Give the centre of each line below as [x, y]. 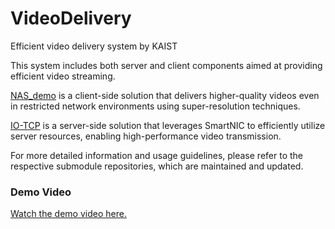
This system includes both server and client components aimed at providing [166, 65]
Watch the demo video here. [68, 214]
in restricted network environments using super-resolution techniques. [155, 106]
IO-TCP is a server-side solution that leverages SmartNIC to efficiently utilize [168, 125]
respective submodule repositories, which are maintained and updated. [157, 166]
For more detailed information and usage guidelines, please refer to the [156, 155]
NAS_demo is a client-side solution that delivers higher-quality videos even [165, 95]
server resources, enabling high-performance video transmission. [146, 136]
